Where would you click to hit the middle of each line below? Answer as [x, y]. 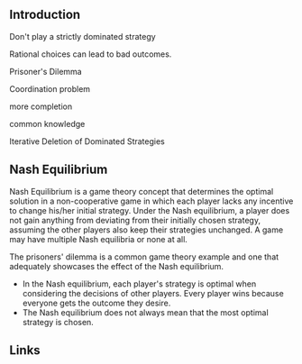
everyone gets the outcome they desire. [96, 303]
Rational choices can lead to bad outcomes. [91, 54]
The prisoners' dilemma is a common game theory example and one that [144, 257]
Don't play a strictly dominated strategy [82, 36]
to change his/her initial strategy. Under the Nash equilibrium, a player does [150, 210]
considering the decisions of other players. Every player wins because [153, 293]
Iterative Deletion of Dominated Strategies [87, 141]
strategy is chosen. [58, 322]
